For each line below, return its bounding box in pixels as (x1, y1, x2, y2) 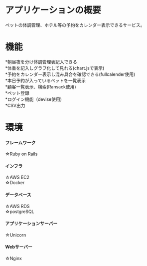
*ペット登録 (5, 90, 30, 96)
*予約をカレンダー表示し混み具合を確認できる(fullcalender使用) (5, 71, 136, 77)
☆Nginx (5, 256, 22, 262)
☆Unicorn (5, 232, 26, 238)
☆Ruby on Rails (5, 151, 38, 157)
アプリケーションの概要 (5, 4, 101, 16)
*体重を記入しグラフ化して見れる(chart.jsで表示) (5, 65, 105, 71)
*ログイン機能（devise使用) (5, 96, 62, 102)
